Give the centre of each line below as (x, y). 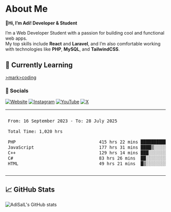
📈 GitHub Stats (30, 190)
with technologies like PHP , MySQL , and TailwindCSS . (63, 49)
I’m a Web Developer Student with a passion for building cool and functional (85, 33)
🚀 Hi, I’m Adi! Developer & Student (41, 23)
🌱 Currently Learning (39, 65)
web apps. (16, 38)
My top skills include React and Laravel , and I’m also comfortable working (83, 43)
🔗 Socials (17, 91)
